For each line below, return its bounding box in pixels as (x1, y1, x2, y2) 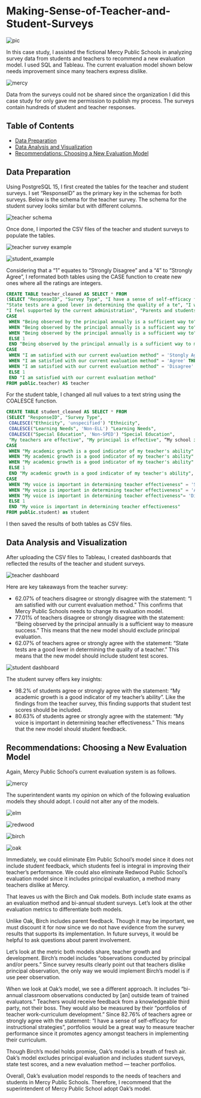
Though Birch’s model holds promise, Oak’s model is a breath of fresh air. (6, 1048, 187, 1055)
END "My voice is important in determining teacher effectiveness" (8, 504, 181, 510)
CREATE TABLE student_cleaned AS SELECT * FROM (6, 409, 127, 415)
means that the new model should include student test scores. (14, 652, 169, 659)
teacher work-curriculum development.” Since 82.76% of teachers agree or (6, 1010, 193, 1018)
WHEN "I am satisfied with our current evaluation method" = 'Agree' (8, 358, 186, 364)
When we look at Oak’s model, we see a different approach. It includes (6, 985, 180, 992)
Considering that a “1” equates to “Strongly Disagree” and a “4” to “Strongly (6, 266, 193, 274)
